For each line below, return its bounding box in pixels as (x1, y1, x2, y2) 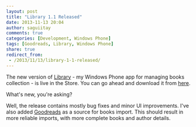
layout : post (6, 8, 38, 15)
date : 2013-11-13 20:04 (6, 19, 64, 25)
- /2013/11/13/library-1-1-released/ (8, 57, 101, 63)
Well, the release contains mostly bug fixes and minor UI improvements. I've (6, 102, 189, 109)
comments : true (6, 30, 43, 36)
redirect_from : (6, 52, 43, 58)
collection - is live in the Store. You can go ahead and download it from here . (6, 79, 191, 86)
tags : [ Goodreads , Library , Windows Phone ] (6, 41, 114, 47)
